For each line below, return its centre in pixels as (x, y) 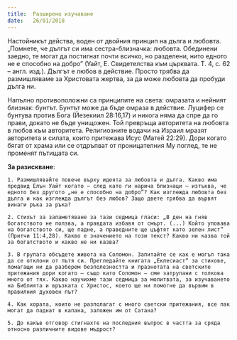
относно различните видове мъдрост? (61, 329)
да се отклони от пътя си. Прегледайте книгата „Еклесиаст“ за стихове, (117, 260)
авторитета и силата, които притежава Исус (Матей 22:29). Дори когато (117, 138)
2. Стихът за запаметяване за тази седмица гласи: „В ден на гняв (108, 217)
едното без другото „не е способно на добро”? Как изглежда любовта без (117, 192)
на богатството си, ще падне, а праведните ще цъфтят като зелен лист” (115, 229)
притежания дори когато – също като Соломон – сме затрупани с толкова (115, 273)
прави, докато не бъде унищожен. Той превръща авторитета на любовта (118, 122)
